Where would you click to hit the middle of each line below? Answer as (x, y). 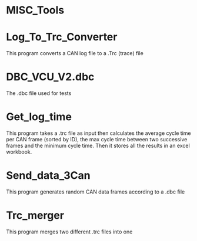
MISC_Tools (35, 10)
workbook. (19, 152)
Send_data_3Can (49, 176)
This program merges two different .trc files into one (69, 232)
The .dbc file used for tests (39, 93)
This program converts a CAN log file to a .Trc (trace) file (75, 53)
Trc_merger (35, 215)
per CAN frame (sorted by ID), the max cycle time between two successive (97, 139)
